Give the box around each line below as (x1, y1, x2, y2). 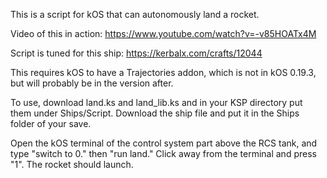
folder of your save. (10, 118, 92, 129)
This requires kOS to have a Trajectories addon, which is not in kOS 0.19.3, (10, 67, 317, 78)
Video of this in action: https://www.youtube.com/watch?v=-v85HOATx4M (10, 28, 317, 39)
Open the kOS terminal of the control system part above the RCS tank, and (10, 137, 318, 149)
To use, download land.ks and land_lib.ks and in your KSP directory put (10, 97, 303, 108)
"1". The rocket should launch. (10, 159, 134, 170)
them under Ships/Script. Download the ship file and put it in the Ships (10, 107, 300, 119)
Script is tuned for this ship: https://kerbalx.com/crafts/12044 (10, 47, 263, 59)
